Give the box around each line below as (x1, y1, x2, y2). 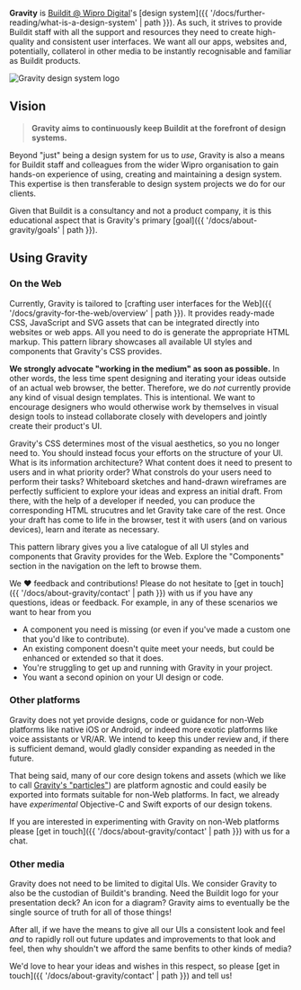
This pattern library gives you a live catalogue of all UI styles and (9, 541, 250, 552)
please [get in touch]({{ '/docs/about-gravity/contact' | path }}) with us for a (9, 825, 290, 836)
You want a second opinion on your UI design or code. (22, 672, 225, 682)
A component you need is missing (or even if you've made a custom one (22, 624, 291, 635)
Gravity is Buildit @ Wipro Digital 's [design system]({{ (9, 8, 208, 18)
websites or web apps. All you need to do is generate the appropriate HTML (9, 326, 290, 337)
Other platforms (9, 694, 81, 707)
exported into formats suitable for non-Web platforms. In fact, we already (9, 789, 280, 799)
